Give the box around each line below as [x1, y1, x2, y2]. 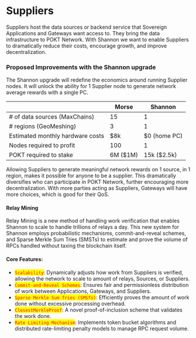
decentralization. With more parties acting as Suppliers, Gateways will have [6, 185, 188, 192]
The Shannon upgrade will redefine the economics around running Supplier [6, 76, 188, 83]
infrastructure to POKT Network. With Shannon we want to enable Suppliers [6, 36, 189, 43]
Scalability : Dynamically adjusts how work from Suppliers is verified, [14, 269, 184, 276]
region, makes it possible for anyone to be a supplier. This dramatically [6, 172, 177, 180]
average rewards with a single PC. [6, 89, 89, 96]
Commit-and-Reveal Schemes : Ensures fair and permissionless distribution [14, 281, 189, 288]
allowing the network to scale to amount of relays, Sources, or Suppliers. [14, 275, 190, 282]
